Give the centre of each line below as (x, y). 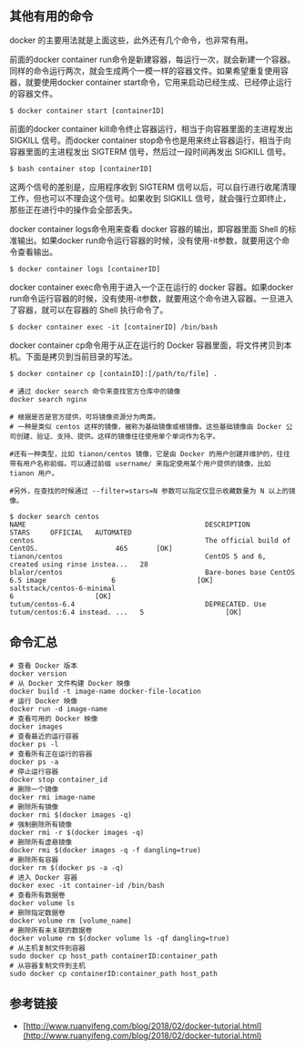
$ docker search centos (55, 516)
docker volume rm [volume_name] (71, 921)
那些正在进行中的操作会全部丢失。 (73, 209)
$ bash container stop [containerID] (81, 168)
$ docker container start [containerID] (87, 111)
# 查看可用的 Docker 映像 (54, 719)
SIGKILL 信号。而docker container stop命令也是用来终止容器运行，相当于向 (150, 140)
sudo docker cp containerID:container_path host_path (114, 974)
